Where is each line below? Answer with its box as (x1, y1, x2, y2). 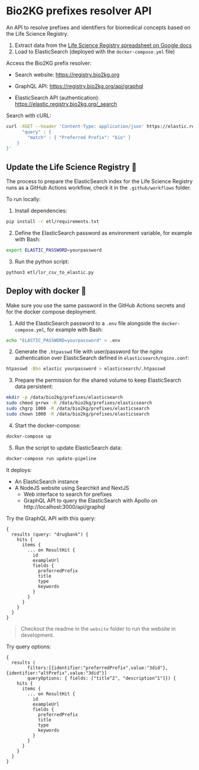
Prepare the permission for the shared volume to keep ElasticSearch (14, 376, 182, 384)
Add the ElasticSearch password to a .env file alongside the (14, 319, 161, 326)
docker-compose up (6, 433, 52, 439)
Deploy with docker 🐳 (6, 286, 87, 296)
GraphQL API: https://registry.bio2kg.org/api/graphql (14, 82, 143, 90)
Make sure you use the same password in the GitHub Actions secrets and (6, 301, 185, 309)
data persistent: (14, 383, 53, 390)
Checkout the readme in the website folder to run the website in (20, 625, 176, 632)
